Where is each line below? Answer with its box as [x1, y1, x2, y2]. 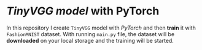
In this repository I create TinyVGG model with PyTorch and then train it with [6, 24, 196, 31]
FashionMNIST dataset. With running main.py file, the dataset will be [6, 30, 175, 37]
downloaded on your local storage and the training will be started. [6, 37, 174, 44]
